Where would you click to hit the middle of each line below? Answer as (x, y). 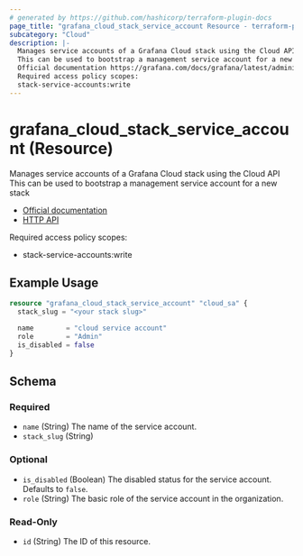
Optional (28, 460)
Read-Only (34, 522)
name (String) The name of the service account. (109, 427)
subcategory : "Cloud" (50, 34)
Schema (33, 382)
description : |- (40, 43)
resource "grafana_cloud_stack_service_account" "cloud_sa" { (129, 304)
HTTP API (41, 219)
